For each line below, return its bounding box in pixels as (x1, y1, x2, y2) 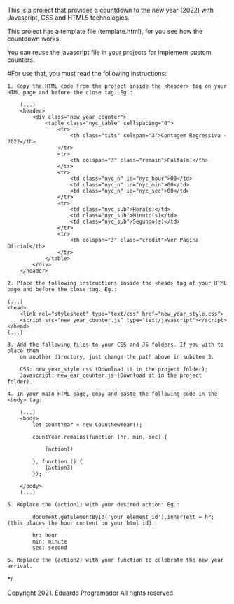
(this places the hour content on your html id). (7, 520, 156, 527)
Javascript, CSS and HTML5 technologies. (7, 13, 130, 22)
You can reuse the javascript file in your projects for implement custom (7, 49, 212, 56)
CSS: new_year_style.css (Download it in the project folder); (20, 366, 209, 373)
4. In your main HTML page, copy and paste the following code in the (7, 390, 218, 397)
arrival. (7, 563, 33, 570)
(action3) (44, 464, 74, 471)
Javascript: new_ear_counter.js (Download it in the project (20, 372, 202, 379)
